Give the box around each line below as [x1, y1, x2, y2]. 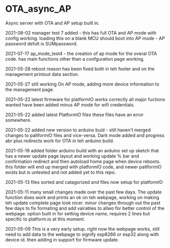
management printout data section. [5, 71, 79, 77]
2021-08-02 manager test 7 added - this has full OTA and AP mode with [5, 30, 157, 36]
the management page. [5, 86, 55, 92]
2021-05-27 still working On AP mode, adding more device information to [5, 81, 160, 87]
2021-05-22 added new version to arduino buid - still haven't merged [5, 127, 151, 133]
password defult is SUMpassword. [5, 40, 78, 46]
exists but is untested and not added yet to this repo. [5, 169, 116, 175]
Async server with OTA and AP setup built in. [5, 20, 100, 26]
